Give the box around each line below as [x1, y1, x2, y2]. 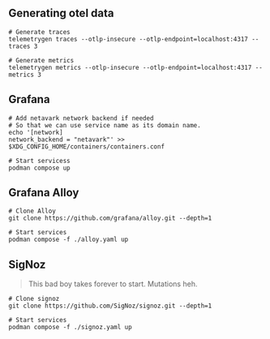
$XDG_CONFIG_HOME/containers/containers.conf [8, 142, 165, 151]
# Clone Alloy [8, 207, 57, 216]
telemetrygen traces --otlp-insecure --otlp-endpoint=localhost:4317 [8, 35, 249, 43]
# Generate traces [8, 28, 71, 36]
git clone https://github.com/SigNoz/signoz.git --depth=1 [8, 302, 212, 311]
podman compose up [8, 164, 71, 172]
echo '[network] [8, 128, 63, 136]
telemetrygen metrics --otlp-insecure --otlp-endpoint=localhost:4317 [8, 63, 252, 71]
